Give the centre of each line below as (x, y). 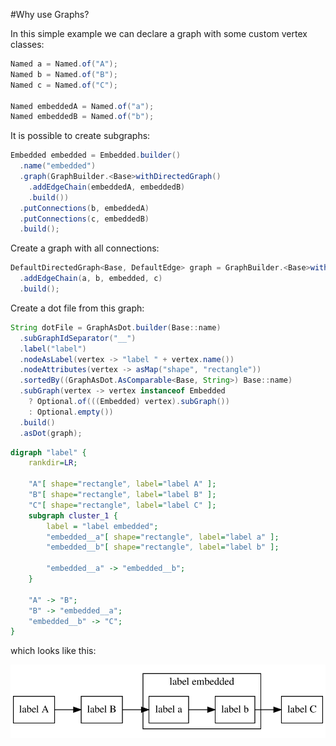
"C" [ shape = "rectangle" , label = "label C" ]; (122, 505)
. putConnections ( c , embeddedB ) (84, 219)
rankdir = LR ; (53, 463)
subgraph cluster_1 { (73, 515)
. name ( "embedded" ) (58, 166)
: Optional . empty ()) (71, 412)
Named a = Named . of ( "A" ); (64, 64)
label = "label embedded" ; (102, 526)
